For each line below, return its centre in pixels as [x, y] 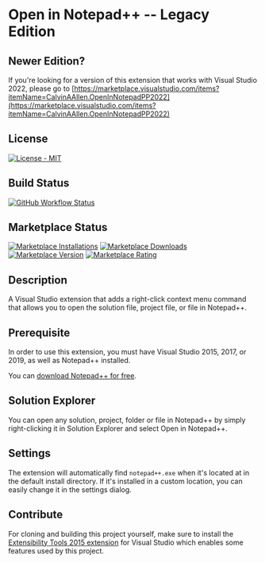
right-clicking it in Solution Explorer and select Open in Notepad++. [118, 428]
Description [38, 280]
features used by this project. [56, 550]
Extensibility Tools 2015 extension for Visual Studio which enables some [126, 542]
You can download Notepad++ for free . [73, 376]
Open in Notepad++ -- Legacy [109, 15]
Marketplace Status [58, 227]
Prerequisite [39, 332]
